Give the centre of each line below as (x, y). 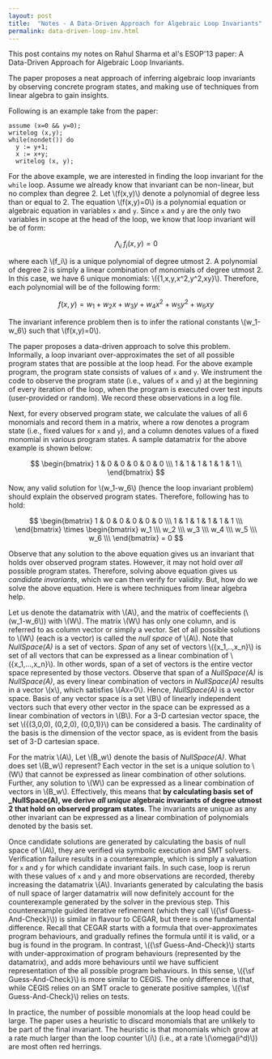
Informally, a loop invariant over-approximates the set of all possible (121, 355)
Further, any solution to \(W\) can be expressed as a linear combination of (132, 783)
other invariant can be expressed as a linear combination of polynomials (129, 817)
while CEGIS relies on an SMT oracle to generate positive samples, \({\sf (129, 988)
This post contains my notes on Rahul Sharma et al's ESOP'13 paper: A (126, 54)
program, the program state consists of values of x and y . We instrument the (136, 372)
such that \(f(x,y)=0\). (64, 330)
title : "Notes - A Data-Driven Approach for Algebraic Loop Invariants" (136, 23)
